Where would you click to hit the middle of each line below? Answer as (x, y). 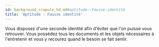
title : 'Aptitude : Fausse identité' (44, 14)
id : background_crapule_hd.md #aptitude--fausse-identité (65, 10)
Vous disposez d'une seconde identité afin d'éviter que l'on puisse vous (79, 28)
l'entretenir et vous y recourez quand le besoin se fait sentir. (66, 39)
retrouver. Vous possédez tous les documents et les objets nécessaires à (80, 34)
